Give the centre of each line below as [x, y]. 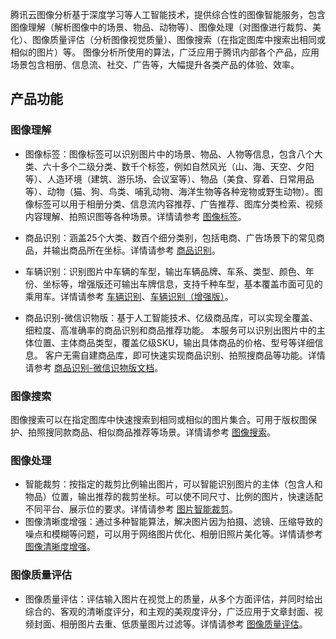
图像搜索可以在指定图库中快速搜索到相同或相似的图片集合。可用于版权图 [159, 419]
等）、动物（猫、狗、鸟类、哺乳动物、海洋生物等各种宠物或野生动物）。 [169, 191]
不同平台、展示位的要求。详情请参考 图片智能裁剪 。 [131, 509]
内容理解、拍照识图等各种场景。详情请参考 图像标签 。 [135, 216]
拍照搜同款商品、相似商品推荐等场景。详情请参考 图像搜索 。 [151, 432]
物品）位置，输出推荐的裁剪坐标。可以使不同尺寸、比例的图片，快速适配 [173, 497]
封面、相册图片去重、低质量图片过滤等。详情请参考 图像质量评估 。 [170, 624]
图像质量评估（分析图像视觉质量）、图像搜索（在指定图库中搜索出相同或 [178, 39]
